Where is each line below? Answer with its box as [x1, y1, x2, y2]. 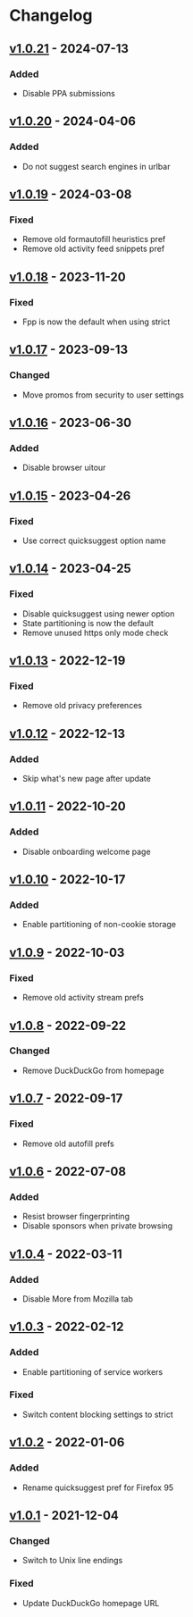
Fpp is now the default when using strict [21, 316, 171, 327]
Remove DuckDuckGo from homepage [21, 1065, 164, 1076]
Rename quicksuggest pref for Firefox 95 [21, 1482, 174, 1493]
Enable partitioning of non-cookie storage [21, 919, 177, 930]
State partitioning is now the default [21, 617, 155, 628]
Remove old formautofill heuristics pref [21, 234, 166, 245]
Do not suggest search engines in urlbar [21, 161, 171, 172]
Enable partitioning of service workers [21, 1366, 164, 1377]
